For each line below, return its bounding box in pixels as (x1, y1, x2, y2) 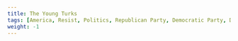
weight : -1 (7, 23, 40, 30)
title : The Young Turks (7, 10, 78, 17)
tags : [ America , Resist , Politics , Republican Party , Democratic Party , (7, 17, 227, 24)
